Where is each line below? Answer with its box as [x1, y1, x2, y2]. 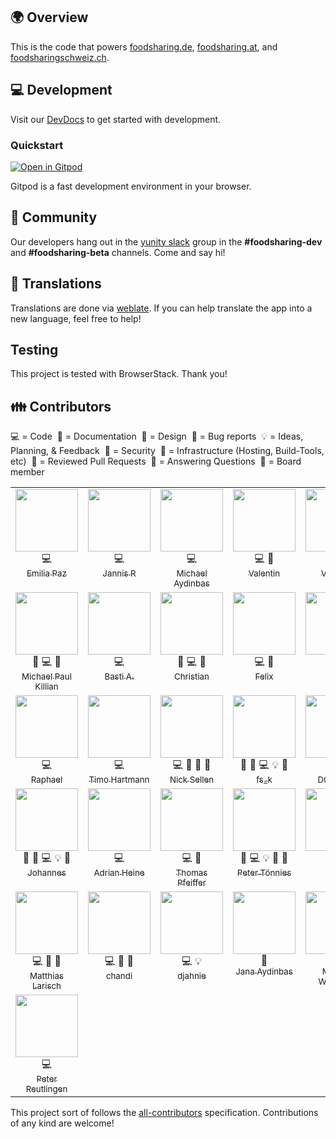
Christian [174, 671, 210, 683]
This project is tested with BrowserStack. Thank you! [10, 368, 228, 380]
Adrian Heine [93, 867, 145, 879]
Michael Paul [21, 671, 72, 683]
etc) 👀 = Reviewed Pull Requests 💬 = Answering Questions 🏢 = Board [10, 455, 302, 468]
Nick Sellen [169, 774, 215, 786]
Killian [34, 681, 59, 693]
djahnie [177, 970, 207, 982]
